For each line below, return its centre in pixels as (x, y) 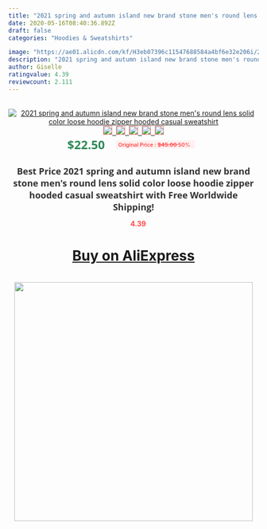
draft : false (30, 30)
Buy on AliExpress (133, 256)
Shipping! (133, 207)
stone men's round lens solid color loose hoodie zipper (133, 183)
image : (19, 53)
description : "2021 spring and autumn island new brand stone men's (124, 60)
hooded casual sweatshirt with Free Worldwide (133, 195)
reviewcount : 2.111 (41, 82)
